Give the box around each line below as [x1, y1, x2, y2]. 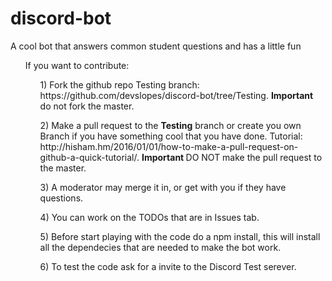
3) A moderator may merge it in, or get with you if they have [39, 181, 287, 193]
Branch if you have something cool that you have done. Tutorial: [39, 130, 303, 142]
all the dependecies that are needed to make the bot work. [39, 241, 282, 253]
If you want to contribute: [24, 59, 130, 71]
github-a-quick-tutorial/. [39, 151, 140, 163]
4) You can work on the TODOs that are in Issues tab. [39, 211, 260, 223]
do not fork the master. [39, 100, 135, 112]
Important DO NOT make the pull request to [141, 151, 323, 163]
